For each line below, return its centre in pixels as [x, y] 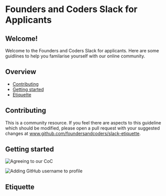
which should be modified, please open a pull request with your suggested [82, 128]
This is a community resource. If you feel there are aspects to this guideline [83, 122]
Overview [21, 72]
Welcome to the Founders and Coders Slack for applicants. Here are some [82, 51]
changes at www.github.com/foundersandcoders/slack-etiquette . [73, 133]
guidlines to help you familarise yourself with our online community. [75, 56]
